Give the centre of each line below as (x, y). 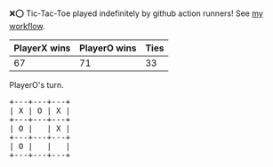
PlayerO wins (108, 48)
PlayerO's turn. (36, 85)
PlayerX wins (42, 48)
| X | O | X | (40, 111)
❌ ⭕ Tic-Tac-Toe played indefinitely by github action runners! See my (136, 13)
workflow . (27, 26)
